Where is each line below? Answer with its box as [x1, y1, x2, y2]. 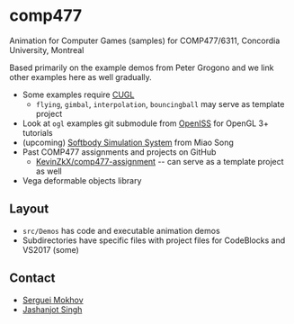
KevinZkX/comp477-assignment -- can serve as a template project [35, 156, 285, 166]
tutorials [22, 127, 53, 138]
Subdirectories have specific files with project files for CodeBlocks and [22, 235, 286, 246]
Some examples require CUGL [22, 89, 135, 100]
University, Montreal [9, 44, 85, 55]
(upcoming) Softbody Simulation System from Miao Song [22, 137, 234, 148]
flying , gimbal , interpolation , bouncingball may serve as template [35, 98, 285, 109]
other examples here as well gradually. [9, 71, 153, 82]
